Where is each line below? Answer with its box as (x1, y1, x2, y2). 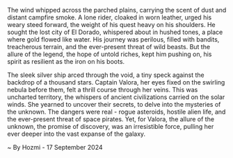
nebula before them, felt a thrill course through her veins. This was (7, 86, 198, 94)
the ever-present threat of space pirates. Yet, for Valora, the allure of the (7, 115, 214, 123)
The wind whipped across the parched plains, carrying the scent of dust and (7, 6, 227, 14)
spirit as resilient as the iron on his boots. (7, 58, 125, 65)
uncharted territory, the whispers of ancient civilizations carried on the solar (7, 93, 225, 101)
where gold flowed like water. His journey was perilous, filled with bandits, (7, 35, 220, 44)
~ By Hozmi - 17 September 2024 (7, 143, 103, 151)
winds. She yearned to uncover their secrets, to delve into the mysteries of (7, 100, 221, 108)
